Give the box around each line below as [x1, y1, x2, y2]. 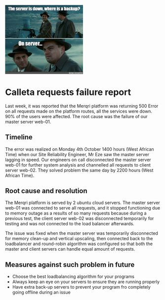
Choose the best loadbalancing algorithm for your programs [12, 274, 135, 280]
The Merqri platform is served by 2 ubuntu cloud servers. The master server [5, 200, 161, 206]
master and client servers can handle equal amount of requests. [5, 246, 135, 252]
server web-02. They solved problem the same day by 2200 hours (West [5, 167, 154, 173]
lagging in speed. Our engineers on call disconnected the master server [5, 157, 152, 163]
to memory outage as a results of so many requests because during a [5, 210, 147, 216]
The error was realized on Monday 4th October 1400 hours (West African [5, 146, 154, 152]
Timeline [5, 133, 33, 141]
